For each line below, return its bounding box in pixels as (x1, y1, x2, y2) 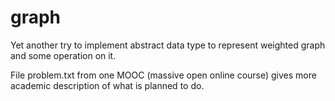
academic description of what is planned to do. (10, 79, 205, 91)
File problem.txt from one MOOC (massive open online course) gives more (10, 69, 317, 81)
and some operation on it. (10, 49, 117, 61)
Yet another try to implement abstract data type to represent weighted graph (10, 39, 326, 51)
